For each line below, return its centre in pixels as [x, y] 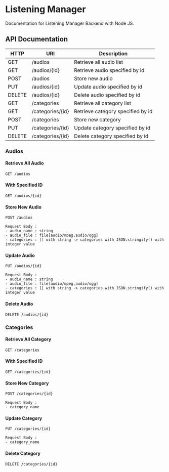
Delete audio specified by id [107, 95]
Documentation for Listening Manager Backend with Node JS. [70, 23]
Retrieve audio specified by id [109, 70]
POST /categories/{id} [29, 394]
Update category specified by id [112, 127]
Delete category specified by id [111, 136]
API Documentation [37, 39]
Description [113, 53]
